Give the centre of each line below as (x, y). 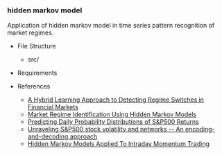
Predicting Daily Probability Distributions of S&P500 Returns (113, 122)
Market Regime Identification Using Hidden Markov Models (112, 115)
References (34, 86)
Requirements (37, 73)
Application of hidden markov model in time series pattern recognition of (111, 26)
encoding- (200, 129)
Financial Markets (53, 107)
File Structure (37, 46)
